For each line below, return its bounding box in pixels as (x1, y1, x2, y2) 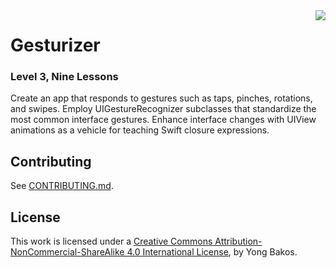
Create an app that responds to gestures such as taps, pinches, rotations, (10, 92, 313, 104)
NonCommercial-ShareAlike (10, 246, 125, 258)
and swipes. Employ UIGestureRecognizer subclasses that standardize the (10, 103, 317, 115)
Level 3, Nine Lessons (10, 70, 119, 84)
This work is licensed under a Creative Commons (10, 235, 213, 248)
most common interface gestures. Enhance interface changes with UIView (10, 114, 317, 126)
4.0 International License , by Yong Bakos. (126, 246, 298, 258)
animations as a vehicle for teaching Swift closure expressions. (10, 124, 270, 136)
